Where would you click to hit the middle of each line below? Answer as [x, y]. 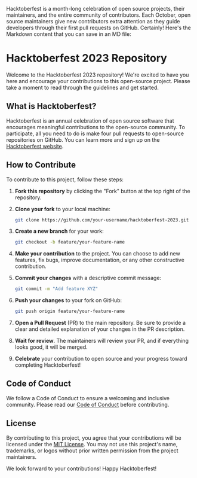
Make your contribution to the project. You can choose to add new [97, 254]
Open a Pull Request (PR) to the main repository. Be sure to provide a [100, 323]
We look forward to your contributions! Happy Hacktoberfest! [81, 468]
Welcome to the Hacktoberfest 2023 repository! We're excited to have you [98, 75]
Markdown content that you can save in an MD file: [69, 34]
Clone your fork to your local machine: [62, 209]
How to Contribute [41, 165]
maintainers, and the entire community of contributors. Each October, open [98, 15]
